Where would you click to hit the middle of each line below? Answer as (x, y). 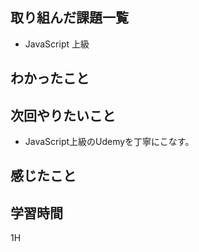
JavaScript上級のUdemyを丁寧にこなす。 (109, 142)
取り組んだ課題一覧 (69, 18)
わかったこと (50, 78)
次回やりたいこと (63, 115)
